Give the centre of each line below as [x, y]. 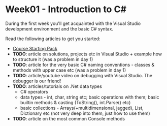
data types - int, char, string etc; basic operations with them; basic [90, 97]
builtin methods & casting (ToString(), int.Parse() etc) [75, 102]
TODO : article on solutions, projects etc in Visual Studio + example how [87, 54]
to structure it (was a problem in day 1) [53, 59]
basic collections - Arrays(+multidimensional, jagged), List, [82, 108]
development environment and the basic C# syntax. [59, 28]
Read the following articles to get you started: [53, 39]
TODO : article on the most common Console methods [69, 118]
